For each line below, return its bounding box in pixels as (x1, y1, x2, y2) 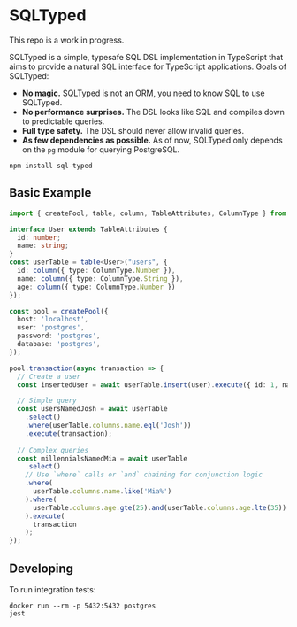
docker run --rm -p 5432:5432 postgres (9, 601, 156, 610)
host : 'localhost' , (17, 315, 89, 324)
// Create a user (17, 372, 81, 381)
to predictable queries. (21, 116, 105, 127)
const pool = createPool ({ (9, 306, 109, 315)
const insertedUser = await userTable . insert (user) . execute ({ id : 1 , (17, 380, 278, 390)
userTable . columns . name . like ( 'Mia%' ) (32, 487, 172, 496)
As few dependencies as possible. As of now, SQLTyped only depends (21, 135, 283, 145)
